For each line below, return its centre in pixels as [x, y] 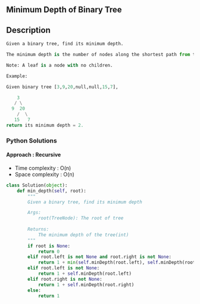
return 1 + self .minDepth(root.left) [85, 274]
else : [35, 290]
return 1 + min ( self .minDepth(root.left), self [98, 263]
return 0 [49, 252]
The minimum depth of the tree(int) [83, 235]
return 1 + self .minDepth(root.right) [86, 285]
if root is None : [49, 246]
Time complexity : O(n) [43, 168]
